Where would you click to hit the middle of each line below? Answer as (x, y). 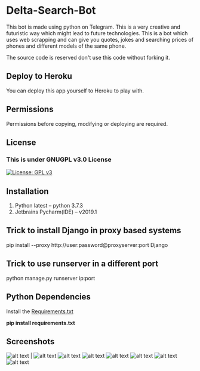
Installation (27, 191)
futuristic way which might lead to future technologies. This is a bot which (97, 33)
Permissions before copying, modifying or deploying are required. (87, 123)
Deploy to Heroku (39, 76)
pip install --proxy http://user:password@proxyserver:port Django (87, 245)
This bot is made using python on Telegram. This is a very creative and (93, 27)
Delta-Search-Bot (51, 10)
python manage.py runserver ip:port (51, 278)
